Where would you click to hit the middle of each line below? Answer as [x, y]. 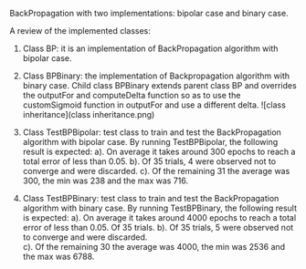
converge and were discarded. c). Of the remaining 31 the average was [156, 171]
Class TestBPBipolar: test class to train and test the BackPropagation [152, 132]
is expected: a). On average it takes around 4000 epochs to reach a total [159, 217]
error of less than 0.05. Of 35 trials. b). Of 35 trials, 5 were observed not [158, 228]
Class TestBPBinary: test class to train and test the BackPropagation [151, 198]
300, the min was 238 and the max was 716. [106, 181]
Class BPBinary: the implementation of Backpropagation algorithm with [156, 76]
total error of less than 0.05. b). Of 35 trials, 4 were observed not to [149, 161]
